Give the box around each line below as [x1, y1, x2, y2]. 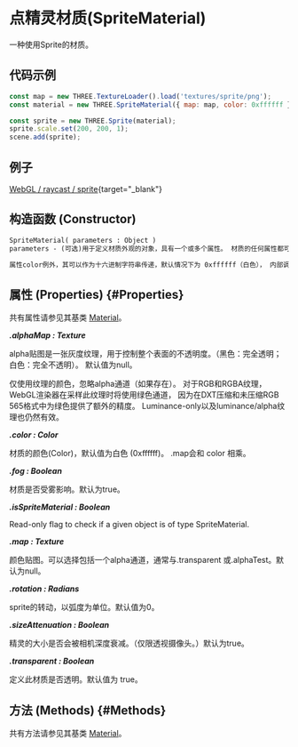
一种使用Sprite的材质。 [9, 39, 93, 50]
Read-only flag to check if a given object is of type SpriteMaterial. [9, 519, 250, 530]
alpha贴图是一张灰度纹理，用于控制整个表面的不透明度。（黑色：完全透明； [9, 349, 282, 359]
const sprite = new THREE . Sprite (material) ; [9, 116, 176, 125]
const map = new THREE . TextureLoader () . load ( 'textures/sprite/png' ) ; [9, 92, 272, 100]
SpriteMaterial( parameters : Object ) [9, 236, 157, 245]
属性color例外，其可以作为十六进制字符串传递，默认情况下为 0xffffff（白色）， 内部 [9, 260, 284, 269]
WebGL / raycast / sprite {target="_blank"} [9, 183, 162, 194]
